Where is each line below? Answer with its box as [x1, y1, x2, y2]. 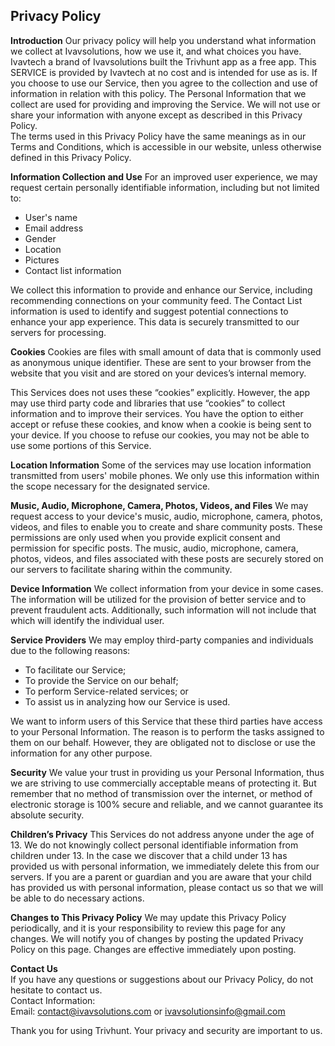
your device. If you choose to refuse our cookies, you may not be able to [10, 429, 310, 441]
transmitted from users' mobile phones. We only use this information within [10, 469, 320, 481]
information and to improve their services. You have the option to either [10, 407, 304, 419]
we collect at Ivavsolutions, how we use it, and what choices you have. [10, 45, 302, 57]
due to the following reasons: [10, 644, 131, 656]
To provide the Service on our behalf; [24, 674, 179, 686]
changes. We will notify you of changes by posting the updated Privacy [10, 932, 304, 944]
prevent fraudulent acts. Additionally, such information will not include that [10, 604, 317, 616]
